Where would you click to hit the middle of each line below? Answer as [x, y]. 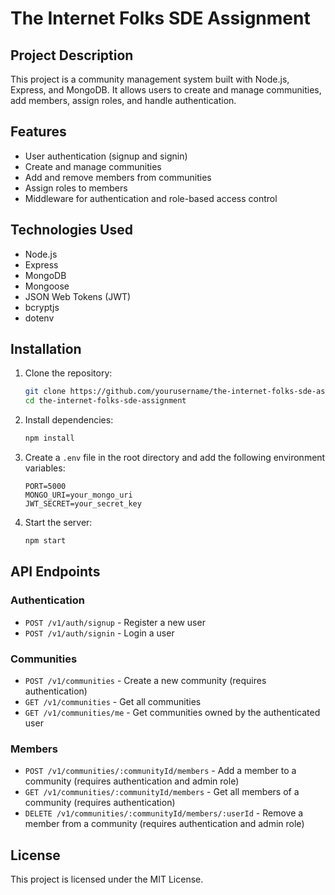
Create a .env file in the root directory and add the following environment [175, 458]
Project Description [72, 55]
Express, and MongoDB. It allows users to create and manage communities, [166, 90]
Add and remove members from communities [118, 177]
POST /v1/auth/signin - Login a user [99, 633]
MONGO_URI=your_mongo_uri [78, 495]
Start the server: [58, 523]
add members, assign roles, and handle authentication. [123, 100]
